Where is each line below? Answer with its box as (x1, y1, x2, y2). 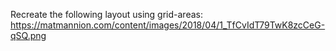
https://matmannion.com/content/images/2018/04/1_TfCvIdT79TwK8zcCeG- (10, 19, 326, 31)
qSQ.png (10, 30, 47, 41)
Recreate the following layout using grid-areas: (10, 9, 203, 20)
